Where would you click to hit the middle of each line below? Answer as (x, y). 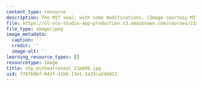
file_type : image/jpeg (35, 29)
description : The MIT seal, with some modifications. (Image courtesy (97, 18)
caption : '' (27, 40)
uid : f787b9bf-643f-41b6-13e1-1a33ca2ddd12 (62, 74)
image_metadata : (27, 35)
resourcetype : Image (32, 62)
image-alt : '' (29, 51)
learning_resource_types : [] (43, 57)
